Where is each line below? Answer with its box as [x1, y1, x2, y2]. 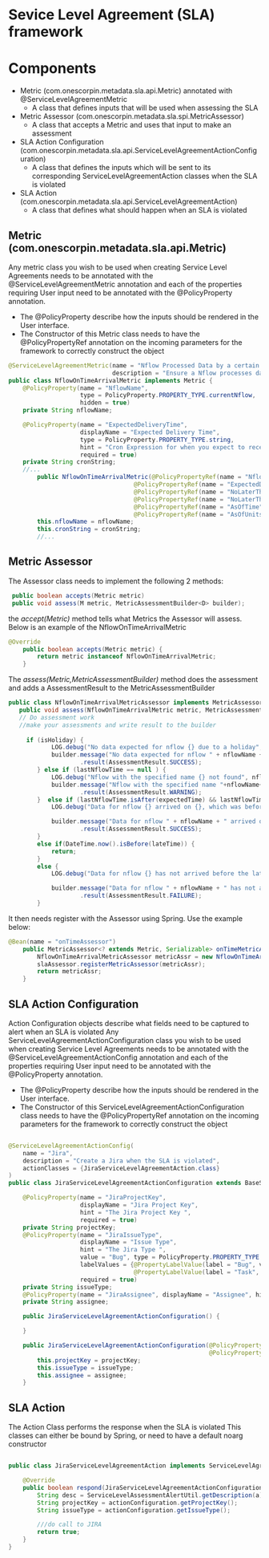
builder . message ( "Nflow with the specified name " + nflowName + [50, 781, 263, 789]
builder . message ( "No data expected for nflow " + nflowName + [50, 751, 263, 759]
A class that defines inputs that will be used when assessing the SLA [31, 103, 259, 113]
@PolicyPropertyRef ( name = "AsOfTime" [133, 503, 263, 511]
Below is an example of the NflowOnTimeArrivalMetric [8, 622, 187, 631]
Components [8, 59, 97, 78]
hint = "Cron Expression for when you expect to [79, 443, 246, 451]
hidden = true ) [79, 399, 130, 407]
